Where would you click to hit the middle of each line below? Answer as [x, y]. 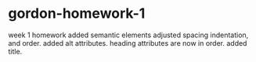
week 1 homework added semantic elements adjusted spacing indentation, [128, 35]
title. [15, 51]
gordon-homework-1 [77, 14]
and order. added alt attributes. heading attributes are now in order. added [128, 43]
